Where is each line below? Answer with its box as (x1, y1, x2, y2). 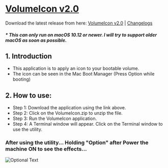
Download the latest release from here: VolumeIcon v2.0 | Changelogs (5, 20, 153, 26)
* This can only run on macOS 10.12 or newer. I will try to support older (5, 32, 157, 38)
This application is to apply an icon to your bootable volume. (12, 65, 139, 71)
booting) (12, 76, 31, 82)
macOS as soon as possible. (5, 37, 67, 43)
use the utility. (12, 126, 42, 133)
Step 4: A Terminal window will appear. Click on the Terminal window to (12, 121, 163, 127)
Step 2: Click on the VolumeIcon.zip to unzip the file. (12, 110, 123, 116)
